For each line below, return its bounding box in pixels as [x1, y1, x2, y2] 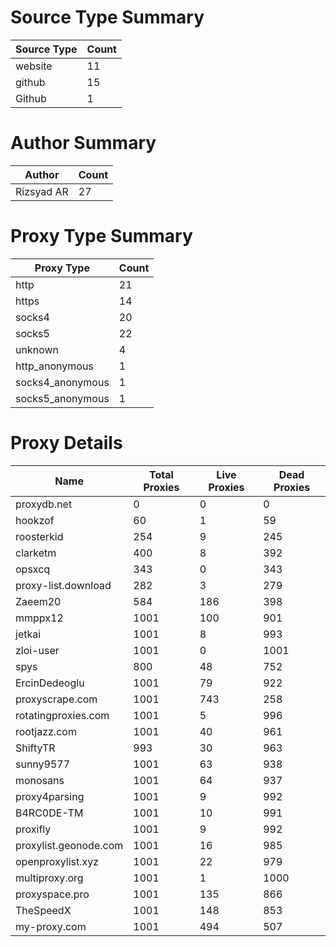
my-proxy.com [15, 919, 87, 933]
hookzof [15, 513, 55, 527]
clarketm [15, 546, 57, 560]
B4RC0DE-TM [15, 806, 84, 820]
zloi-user [15, 643, 60, 657]
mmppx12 [15, 611, 64, 625]
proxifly [15, 822, 52, 836]
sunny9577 [15, 757, 71, 771]
